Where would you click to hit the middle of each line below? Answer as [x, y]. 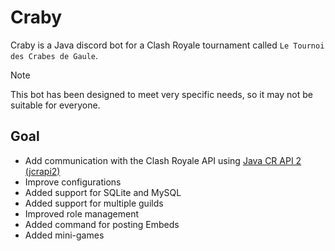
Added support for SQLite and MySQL [103, 192]
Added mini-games [64, 235]
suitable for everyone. [55, 105]
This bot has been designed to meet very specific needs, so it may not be [161, 94]
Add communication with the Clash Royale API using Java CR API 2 [163, 160]
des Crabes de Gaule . [54, 55]
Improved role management [82, 213]
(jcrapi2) [42, 171]
